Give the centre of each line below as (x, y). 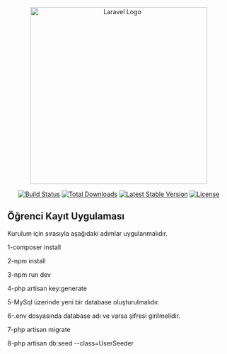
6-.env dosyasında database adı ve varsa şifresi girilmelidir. (94, 316)
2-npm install (27, 261)
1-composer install (34, 247)
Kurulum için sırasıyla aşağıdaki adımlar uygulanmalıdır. (88, 233)
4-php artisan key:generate (47, 288)
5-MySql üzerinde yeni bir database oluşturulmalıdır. (83, 302)
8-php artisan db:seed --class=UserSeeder (71, 343)
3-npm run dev (29, 274)
